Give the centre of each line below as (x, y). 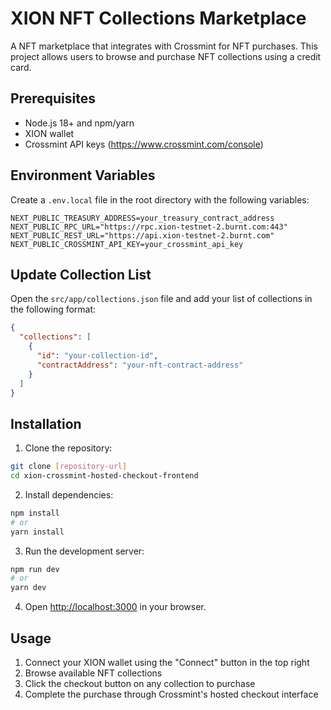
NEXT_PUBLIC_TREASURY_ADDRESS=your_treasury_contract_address (142, 218)
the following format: (53, 309)
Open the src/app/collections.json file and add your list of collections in (161, 299)
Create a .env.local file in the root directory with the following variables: (160, 199)
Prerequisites (53, 98)
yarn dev (28, 588)
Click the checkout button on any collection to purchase (140, 683)
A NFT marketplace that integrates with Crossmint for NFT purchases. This (164, 46)
